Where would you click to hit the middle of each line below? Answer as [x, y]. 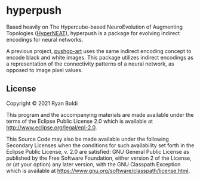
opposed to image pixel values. [44, 70]
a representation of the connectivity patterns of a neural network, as [90, 64]
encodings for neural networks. [45, 39]
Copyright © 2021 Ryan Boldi [42, 103]
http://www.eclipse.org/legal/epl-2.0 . [52, 127]
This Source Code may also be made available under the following [87, 139]
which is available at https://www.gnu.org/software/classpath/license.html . [98, 170]
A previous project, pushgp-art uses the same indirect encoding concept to [99, 51]
